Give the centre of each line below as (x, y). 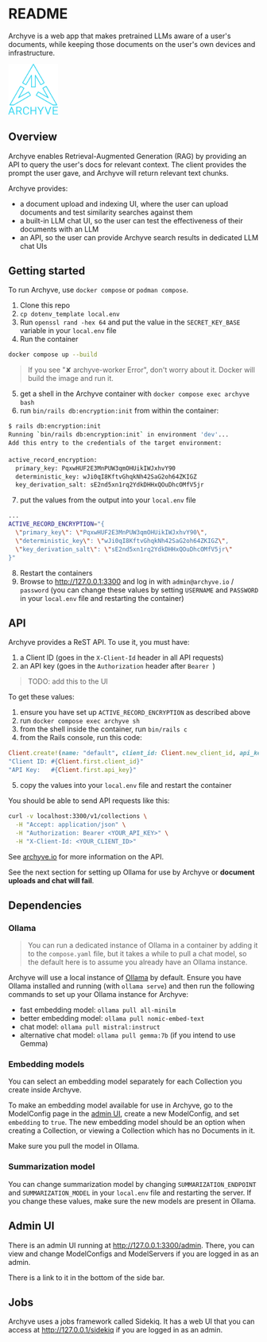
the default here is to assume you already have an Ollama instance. (137, 962)
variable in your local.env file (68, 331)
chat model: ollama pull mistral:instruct (90, 1027)
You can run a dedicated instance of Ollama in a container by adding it (143, 945)
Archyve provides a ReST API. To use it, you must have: (99, 642)
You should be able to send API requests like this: (89, 801)
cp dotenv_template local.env (70, 315)
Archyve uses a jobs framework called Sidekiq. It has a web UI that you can (132, 1321)
